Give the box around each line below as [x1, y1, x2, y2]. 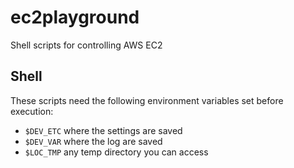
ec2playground [10, 6, 140, 29]
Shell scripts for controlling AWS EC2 [10, 39, 163, 51]
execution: [10, 105, 54, 117]
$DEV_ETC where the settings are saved [24, 124, 183, 136]
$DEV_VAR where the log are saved [24, 135, 163, 147]
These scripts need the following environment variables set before [10, 94, 284, 106]
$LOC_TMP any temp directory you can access [24, 146, 209, 158]
